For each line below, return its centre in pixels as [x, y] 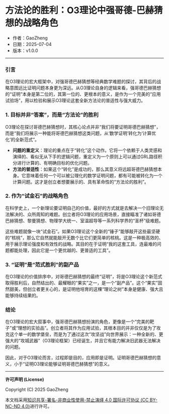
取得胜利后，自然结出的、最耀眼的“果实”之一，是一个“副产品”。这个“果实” [81, 283]
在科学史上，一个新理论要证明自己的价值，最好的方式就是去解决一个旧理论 [82, 208]
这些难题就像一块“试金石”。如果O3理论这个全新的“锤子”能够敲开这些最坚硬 [83, 231]
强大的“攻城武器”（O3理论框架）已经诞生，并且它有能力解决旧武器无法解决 [83, 341]
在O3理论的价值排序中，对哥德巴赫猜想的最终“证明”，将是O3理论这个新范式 [84, 277]
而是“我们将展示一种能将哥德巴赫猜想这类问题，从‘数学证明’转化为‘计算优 [81, 133]
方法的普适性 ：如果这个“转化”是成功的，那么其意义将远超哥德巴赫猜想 [85, 169]
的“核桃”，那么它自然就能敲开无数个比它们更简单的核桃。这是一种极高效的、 [84, 237]
